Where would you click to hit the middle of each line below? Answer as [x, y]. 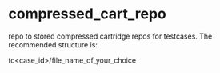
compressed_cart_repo [87, 14]
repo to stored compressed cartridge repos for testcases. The [110, 36]
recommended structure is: [53, 44]
